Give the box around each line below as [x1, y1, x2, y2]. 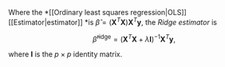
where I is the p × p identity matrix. [8, 49, 123, 59]
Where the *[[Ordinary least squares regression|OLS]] [8, 8, 187, 17]
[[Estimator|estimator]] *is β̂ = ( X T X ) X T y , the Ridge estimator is [8, 16, 218, 27]
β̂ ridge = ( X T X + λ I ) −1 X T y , [93, 33, 176, 44]
